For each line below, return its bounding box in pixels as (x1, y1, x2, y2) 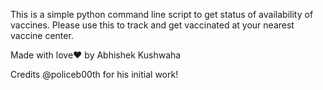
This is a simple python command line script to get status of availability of (10, 9, 314, 20)
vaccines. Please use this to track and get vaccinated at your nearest (10, 19, 295, 31)
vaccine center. (10, 30, 74, 41)
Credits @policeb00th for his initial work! (10, 69, 179, 80)
